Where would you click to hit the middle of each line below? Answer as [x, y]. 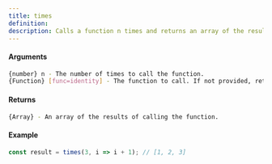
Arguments [28, 57]
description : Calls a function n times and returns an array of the [126, 31]
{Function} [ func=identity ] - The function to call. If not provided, [130, 82]
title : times [30, 16]
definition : [28, 23]
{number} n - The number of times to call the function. [106, 74]
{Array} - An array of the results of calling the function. [114, 117]
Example [23, 135]
